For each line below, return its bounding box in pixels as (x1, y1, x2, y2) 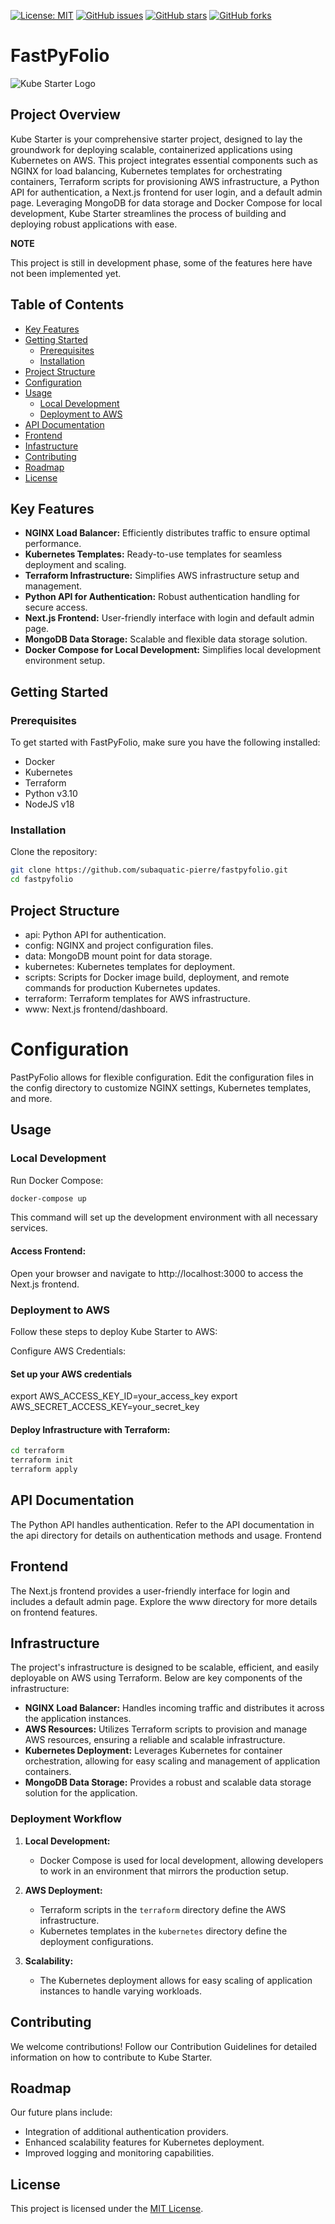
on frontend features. (10, 1606, 98, 1618)
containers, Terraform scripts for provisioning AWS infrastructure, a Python (10, 175, 320, 187)
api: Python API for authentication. (24, 928, 167, 940)
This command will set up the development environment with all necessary (10, 1211, 318, 1224)
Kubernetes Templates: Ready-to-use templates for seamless (24, 548, 283, 560)
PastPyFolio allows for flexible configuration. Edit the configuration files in (10, 1071, 314, 1083)
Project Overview (10, 106, 121, 124)
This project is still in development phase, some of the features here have (10, 256, 313, 269)
